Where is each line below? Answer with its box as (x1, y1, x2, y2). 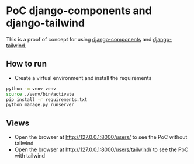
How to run (6, 59, 47, 69)
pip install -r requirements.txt (6, 96, 88, 103)
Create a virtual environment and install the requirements (14, 74, 152, 81)
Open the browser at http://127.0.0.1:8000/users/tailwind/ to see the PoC (14, 146, 189, 153)
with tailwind (14, 152, 46, 159)
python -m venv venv (6, 86, 57, 92)
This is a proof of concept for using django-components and (6, 36, 152, 43)
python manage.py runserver (6, 102, 75, 108)
